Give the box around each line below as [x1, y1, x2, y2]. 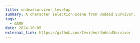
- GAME [10, 21, 24, 26]
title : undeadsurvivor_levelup [5, 7, 71, 12]
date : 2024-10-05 [5, 26, 42, 31]
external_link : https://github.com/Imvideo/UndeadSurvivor [5, 30, 131, 35]
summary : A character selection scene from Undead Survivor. [5, 12, 136, 17]
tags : [5, 16, 17, 21]
